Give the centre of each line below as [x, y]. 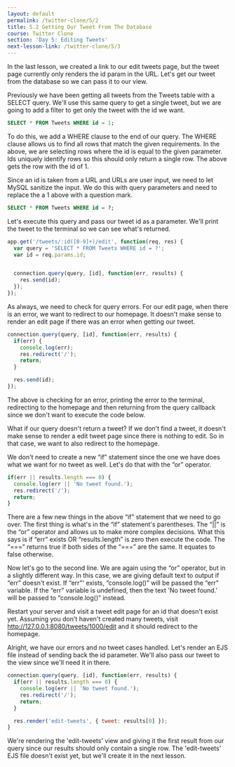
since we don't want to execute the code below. [76, 414]
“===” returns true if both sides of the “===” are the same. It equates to [111, 547]
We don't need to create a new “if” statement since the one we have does [114, 457]
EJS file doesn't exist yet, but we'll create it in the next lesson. [97, 756]
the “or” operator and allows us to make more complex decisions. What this [116, 532]
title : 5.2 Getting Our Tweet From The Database [80, 27]
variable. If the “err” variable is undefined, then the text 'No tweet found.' [113, 590]
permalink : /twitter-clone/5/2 [53, 20]
